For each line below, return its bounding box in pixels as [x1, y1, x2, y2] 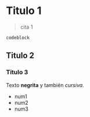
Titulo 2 [6, 51, 35, 61]
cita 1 [20, 23, 33, 30]
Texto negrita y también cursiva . [6, 81, 84, 88]
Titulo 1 [6, 4, 42, 18]
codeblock [6, 35, 30, 40]
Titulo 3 [6, 68, 28, 77]
